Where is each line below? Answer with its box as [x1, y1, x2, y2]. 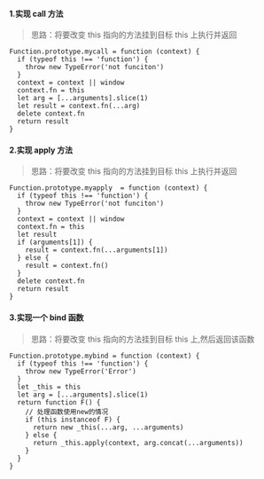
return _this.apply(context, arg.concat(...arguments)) [32, 438, 244, 447]
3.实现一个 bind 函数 [9, 312, 84, 323]
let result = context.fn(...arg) [17, 102, 141, 111]
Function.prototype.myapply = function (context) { [9, 184, 208, 192]
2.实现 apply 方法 [9, 145, 74, 155]
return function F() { [17, 397, 101, 407]
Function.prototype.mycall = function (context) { [9, 47, 200, 57]
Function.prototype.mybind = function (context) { [9, 351, 200, 360]
